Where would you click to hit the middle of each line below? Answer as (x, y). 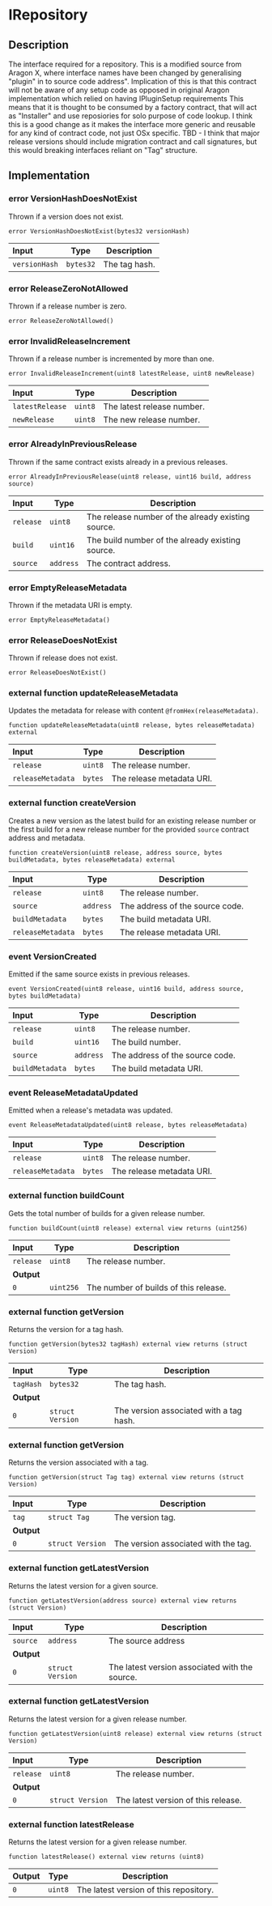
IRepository (48, 15)
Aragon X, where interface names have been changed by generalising (125, 73)
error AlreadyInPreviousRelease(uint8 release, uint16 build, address (130, 476)
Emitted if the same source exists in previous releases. (99, 974)
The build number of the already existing (164, 540)
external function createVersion (72, 803)
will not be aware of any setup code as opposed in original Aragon (119, 90)
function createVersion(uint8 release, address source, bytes (115, 853)
